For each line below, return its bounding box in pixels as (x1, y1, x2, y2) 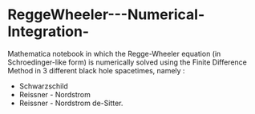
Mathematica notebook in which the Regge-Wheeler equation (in (7, 49, 221, 58)
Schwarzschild (18, 81, 69, 91)
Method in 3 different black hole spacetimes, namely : (7, 65, 185, 75)
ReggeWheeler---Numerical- (7, 6, 205, 24)
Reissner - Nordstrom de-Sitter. (18, 98, 123, 108)
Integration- (7, 22, 90, 41)
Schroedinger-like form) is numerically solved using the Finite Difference (7, 57, 248, 67)
